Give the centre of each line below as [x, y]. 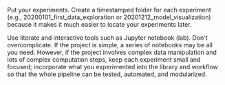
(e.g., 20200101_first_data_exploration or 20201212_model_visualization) [109, 17]
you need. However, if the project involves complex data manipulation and [112, 52]
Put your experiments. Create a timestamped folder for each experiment [109, 10]
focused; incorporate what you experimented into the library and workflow [112, 67]
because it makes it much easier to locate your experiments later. [99, 24]
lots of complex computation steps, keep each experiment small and [104, 60]
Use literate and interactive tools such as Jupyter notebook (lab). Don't [107, 38]
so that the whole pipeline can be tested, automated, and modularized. [107, 74]
